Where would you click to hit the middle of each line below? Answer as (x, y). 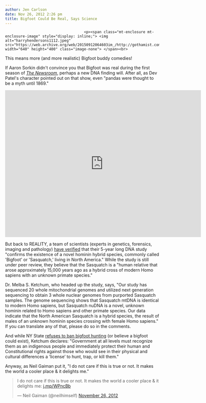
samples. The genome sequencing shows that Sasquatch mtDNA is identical (82, 300)
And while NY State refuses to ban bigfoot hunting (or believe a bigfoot (77, 336)
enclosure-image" (23, 36)
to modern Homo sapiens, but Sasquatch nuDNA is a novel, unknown (75, 306)
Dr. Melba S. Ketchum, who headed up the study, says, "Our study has (76, 285)
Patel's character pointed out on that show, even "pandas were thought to (80, 78)
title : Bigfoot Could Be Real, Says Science (51, 19)
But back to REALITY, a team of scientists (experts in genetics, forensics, (79, 244)
